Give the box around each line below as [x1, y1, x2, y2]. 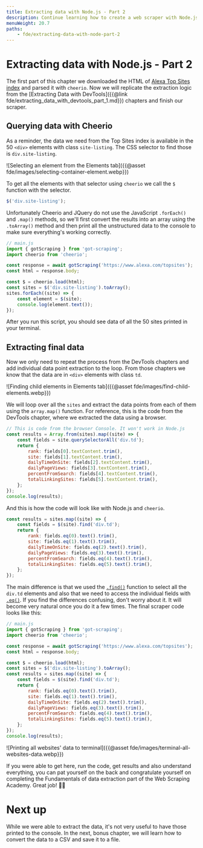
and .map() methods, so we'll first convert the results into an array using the [6, 215, 195, 223]
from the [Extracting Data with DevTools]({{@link [6, 90, 128, 98]
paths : [6, 25, 23, 32]
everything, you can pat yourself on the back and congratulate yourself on [6, 769, 192, 776]
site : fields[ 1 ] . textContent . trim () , [28, 454, 123, 460]
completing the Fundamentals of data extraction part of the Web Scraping [6, 775, 190, 782]
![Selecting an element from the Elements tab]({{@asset [6, 161, 146, 169]
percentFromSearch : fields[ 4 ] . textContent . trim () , [28, 471, 158, 477]
